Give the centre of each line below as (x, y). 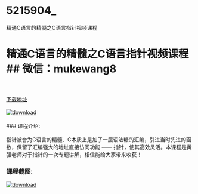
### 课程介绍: (23, 125)
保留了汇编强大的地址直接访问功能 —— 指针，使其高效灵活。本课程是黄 (104, 147)
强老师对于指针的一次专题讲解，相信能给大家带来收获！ (74, 154)
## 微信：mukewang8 (61, 69)
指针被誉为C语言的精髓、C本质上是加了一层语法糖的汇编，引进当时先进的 (96, 139)
